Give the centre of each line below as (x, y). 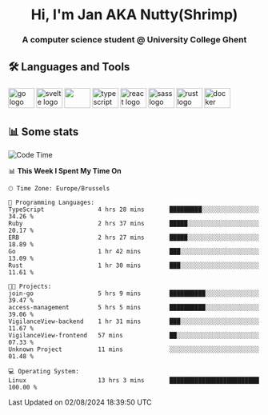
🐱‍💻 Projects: (30, 287)
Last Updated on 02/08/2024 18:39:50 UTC (80, 402)
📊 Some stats (44, 132)
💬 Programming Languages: (51, 203)
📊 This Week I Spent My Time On (65, 171)
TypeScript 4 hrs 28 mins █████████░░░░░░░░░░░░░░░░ (134, 209)
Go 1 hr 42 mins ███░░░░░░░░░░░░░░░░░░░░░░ (134, 252)
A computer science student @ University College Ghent (134, 40)
